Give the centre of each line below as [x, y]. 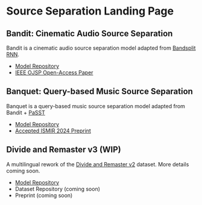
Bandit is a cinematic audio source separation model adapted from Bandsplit [101, 48]
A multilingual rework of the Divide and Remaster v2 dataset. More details [98, 164]
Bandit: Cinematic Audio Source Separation [90, 34]
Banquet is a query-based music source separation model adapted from [96, 106]
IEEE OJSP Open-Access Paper [54, 73]
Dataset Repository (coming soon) [58, 189]
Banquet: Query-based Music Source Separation [99, 92]
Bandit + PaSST [26, 112]
